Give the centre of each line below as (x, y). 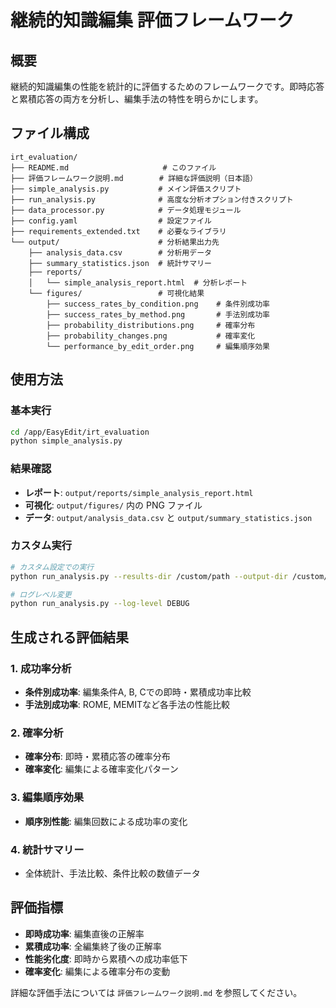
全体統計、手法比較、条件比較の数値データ (112, 873)
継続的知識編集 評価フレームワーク (152, 20)
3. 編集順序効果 (47, 798)
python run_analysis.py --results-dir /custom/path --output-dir (149, 576)
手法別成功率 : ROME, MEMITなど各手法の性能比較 (127, 705)
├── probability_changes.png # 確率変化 (151, 336)
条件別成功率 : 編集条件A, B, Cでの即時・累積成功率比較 (138, 692)
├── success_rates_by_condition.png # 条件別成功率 (158, 304)
